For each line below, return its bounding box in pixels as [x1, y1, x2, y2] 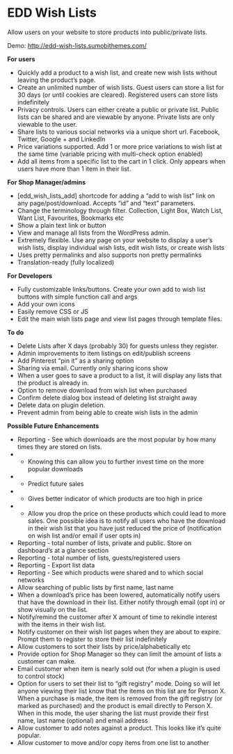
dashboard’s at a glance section [17, 546, 109, 554]
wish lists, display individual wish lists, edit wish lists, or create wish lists [17, 243, 225, 251]
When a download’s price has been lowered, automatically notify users [17, 590, 220, 599]
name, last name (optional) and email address [17, 716, 148, 725]
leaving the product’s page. [17, 75, 96, 84]
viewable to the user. [17, 120, 78, 128]
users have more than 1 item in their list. [17, 164, 131, 173]
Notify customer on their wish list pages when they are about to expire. [17, 627, 221, 636]
